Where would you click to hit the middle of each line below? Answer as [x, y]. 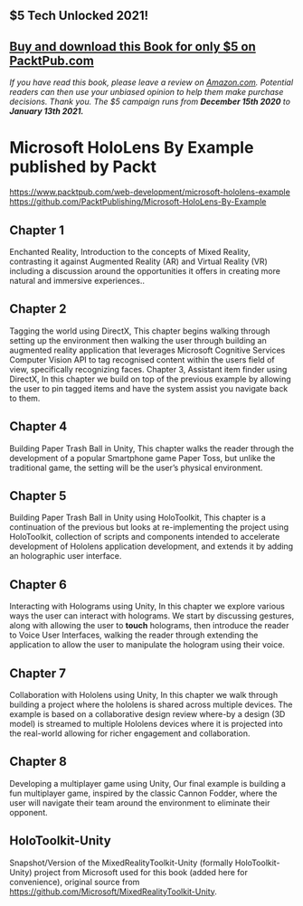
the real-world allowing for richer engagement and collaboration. [130, 733]
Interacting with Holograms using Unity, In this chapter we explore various [147, 607]
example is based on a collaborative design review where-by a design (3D [147, 714]
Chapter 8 [38, 762]
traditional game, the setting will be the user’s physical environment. [136, 467]
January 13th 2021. [47, 111]
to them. [25, 398]
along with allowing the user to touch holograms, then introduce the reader [149, 626]
